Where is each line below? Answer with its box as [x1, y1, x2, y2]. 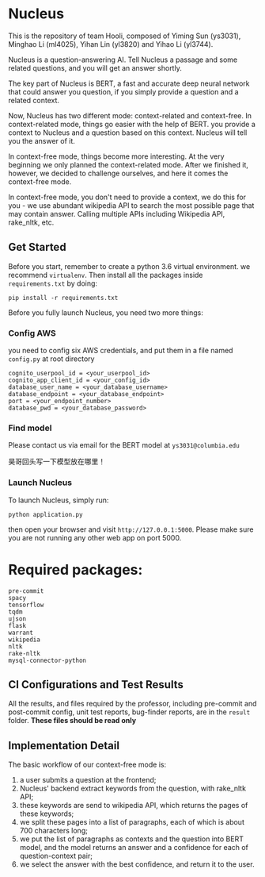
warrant [8, 629, 34, 637]
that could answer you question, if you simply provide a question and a [8, 87, 239, 96]
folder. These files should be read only [8, 716, 137, 725]
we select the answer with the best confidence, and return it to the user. [19, 860, 255, 869]
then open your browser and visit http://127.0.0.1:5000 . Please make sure [8, 525, 254, 534]
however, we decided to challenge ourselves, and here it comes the [8, 168, 229, 178]
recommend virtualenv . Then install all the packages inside [8, 270, 203, 279]
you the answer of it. [8, 136, 75, 145]
